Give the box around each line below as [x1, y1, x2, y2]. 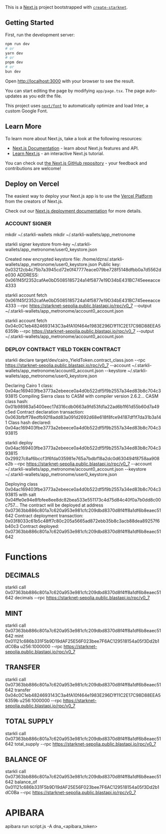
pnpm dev [5, 60, 23, 65]
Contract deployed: [19, 523, 60, 529]
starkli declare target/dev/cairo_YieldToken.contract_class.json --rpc [5, 357, 146, 363]
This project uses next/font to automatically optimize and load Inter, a [5, 102, 149, 108]
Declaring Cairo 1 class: [5, 383, 53, 389]
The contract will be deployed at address [19, 502, 103, 508]
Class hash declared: [8, 419, 51, 425]
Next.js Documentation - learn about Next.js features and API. [12, 145, 139, 151]
